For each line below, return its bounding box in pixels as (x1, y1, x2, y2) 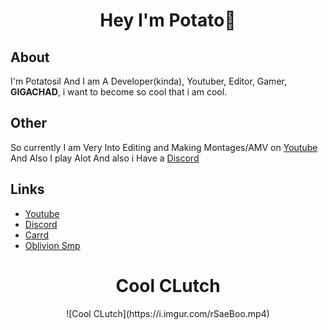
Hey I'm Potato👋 (99, 9, 237, 32)
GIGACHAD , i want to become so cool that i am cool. (10, 86, 228, 98)
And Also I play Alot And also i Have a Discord (10, 152, 200, 164)
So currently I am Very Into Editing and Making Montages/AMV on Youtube (10, 141, 318, 153)
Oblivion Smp (24, 239, 81, 251)
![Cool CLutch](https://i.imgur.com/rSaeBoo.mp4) (66, 307, 270, 319)
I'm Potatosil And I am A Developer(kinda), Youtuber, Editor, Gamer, (10, 75, 287, 87)
